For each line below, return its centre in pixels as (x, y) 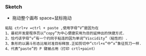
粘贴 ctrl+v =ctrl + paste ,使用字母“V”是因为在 (52, 28)
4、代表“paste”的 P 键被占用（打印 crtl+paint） (51, 49)
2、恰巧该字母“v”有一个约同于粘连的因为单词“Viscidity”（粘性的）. (66, 38)
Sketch (14, 7)
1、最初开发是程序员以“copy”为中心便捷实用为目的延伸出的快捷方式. (65, 33)
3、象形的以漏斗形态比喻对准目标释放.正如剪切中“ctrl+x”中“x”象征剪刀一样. (73, 44)
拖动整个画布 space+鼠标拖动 (42, 18)
